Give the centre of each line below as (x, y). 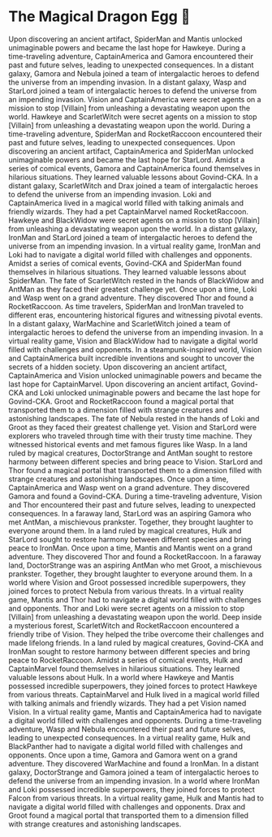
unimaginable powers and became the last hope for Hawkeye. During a (127, 47)
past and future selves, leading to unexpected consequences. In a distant (131, 65)
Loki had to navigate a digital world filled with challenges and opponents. (130, 254)
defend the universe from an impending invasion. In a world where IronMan (134, 781)
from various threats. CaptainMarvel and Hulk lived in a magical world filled (134, 694)
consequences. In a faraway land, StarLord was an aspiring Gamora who (130, 513)
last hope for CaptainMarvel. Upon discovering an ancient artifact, (119, 384)
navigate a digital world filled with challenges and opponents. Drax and (127, 806)
